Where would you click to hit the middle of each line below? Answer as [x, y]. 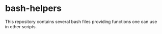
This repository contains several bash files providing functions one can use [81, 22]
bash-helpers [33, 8]
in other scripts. [21, 26]
